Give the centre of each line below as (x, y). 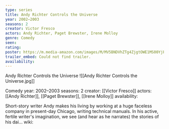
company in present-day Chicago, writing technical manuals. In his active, (82, 111)
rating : (13, 47)
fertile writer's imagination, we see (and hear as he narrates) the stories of (82, 117)
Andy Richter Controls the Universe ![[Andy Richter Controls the (71, 76)
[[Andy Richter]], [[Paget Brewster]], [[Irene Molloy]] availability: (72, 96)
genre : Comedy (20, 38)
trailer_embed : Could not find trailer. (48, 57)
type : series (19, 10)
